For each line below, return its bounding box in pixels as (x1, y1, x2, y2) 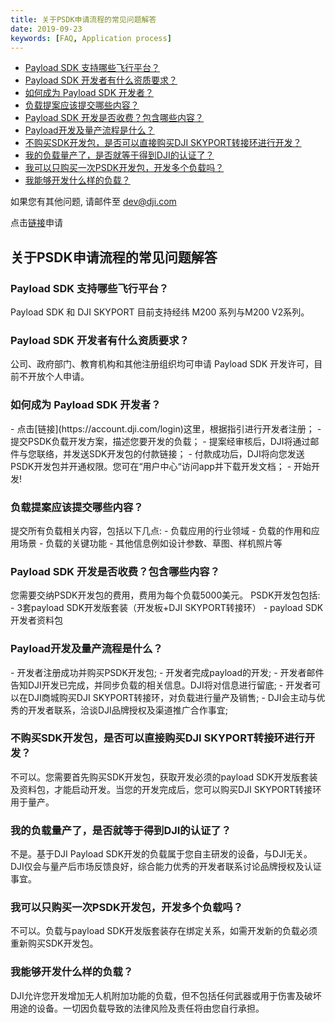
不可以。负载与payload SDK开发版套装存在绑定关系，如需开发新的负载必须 (10, 925, 318, 937)
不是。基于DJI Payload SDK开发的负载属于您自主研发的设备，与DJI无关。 (10, 848, 313, 860)
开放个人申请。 (27, 371, 90, 383)
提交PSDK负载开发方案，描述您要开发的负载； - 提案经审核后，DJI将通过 (10, 435, 311, 447)
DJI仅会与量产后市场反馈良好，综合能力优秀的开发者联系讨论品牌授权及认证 (10, 861, 322, 873)
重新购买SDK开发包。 (10, 937, 99, 950)
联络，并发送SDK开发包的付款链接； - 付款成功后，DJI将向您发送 (36, 447, 305, 460)
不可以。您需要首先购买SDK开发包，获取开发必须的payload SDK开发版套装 (10, 771, 318, 783)
